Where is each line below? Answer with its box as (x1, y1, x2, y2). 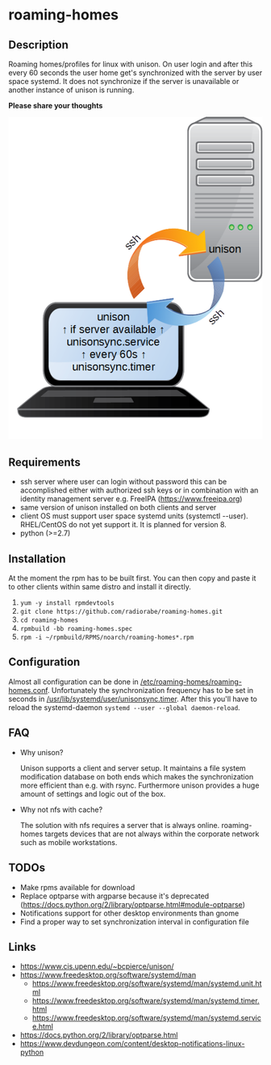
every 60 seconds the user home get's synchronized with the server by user (8, 68, 263, 78)
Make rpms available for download (19, 882, 135, 892)
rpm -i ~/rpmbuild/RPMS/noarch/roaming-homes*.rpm (19, 633, 194, 642)
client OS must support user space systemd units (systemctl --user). (19, 511, 248, 521)
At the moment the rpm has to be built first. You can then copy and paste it (8, 573, 256, 583)
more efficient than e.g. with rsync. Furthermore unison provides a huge (19, 780, 260, 790)
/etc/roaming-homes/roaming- (140, 677, 242, 687)
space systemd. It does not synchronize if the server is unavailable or (8, 77, 240, 86)
